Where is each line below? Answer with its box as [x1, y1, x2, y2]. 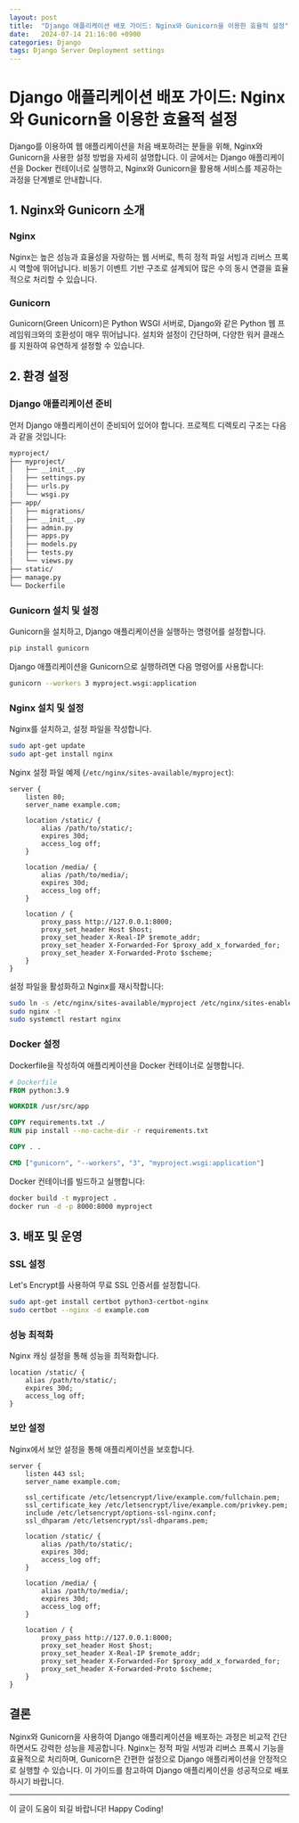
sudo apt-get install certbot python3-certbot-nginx [9, 1298, 209, 1307]
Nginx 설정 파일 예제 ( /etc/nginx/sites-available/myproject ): [9, 767, 234, 777]
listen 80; [25, 792, 66, 801]
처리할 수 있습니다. [32, 274, 98, 284]
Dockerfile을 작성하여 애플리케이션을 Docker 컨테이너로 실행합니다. [9, 1060, 245, 1071]
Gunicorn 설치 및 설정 [9, 604, 100, 616]
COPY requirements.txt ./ [9, 1118, 105, 1128]
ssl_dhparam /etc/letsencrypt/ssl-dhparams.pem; [25, 1516, 209, 1525]
